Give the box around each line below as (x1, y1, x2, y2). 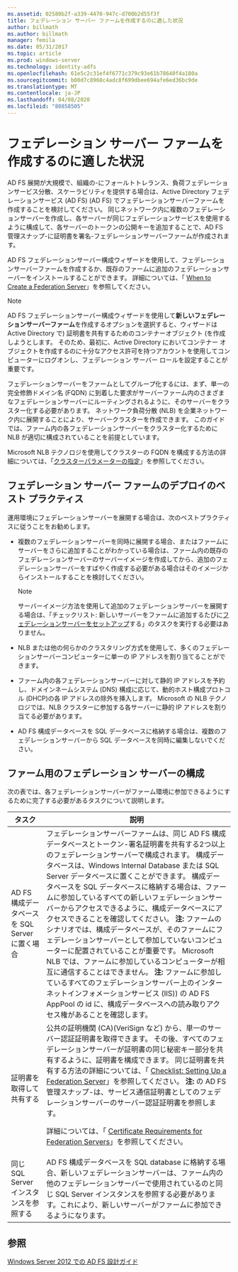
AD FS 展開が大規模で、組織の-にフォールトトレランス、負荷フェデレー (7, 178, 216, 187)
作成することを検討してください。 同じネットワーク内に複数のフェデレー (7, 205, 220, 213)
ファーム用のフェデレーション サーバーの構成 (7, 767, 205, 780)
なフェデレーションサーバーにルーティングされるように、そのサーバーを (7, 397, 218, 406)
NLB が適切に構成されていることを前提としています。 (7, 433, 164, 441)
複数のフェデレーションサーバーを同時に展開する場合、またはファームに (17, 537, 229, 546)
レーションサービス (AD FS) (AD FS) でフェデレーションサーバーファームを (7, 196, 225, 205)
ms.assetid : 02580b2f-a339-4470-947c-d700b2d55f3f (7, 10, 160, 18)
